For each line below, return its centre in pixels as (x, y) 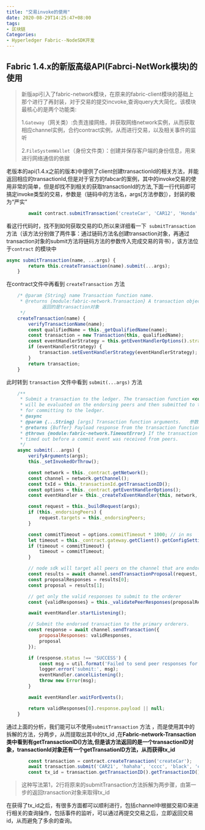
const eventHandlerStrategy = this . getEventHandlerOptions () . (109, 341)
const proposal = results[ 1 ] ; (67, 585)
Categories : (21, 35)
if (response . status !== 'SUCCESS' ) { (77, 658)
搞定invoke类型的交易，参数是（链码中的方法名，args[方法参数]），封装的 (98, 194)
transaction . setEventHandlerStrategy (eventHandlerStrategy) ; (118, 353)
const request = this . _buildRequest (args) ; (84, 507)
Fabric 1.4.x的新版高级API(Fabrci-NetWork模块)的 (102, 67)
